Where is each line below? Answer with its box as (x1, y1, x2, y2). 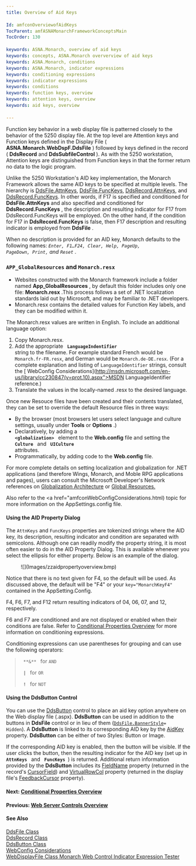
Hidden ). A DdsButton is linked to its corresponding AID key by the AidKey (6, 726, 184, 733)
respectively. (6, 605, 37, 612)
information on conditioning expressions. (6, 629, 105, 636)
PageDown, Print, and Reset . (6, 248, 77, 255)
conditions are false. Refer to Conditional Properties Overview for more (6, 623, 177, 630)
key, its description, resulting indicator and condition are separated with (6, 533, 179, 541)
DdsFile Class (6, 828, 39, 835)
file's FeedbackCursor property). (6, 774, 85, 781)
